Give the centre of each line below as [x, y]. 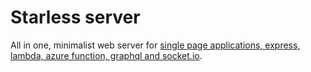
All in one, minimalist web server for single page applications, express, [155, 45]
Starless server [75, 17]
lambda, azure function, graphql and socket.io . [106, 55]
